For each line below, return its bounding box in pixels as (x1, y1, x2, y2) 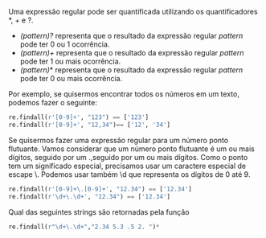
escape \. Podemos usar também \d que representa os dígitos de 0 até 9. (8, 169, 251, 179)
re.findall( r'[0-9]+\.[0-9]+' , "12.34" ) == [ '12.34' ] (8, 185, 193, 193)
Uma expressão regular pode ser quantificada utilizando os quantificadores (8, 7, 259, 16)
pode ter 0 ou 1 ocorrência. (19, 39, 110, 49)
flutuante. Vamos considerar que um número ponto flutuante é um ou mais (8, 144, 255, 154)
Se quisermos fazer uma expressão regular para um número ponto (8, 135, 229, 145)
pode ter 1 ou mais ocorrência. (19, 56, 121, 66)
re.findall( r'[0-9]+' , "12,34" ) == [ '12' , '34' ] (8, 121, 171, 129)
